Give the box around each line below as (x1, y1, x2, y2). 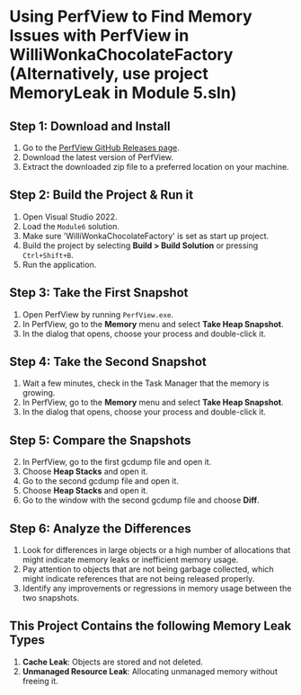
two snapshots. (22, 593, 80, 603)
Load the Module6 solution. (22, 220, 120, 231)
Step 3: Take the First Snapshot (9, 285, 189, 300)
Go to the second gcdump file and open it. (22, 476, 180, 486)
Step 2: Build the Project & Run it (9, 187, 194, 203)
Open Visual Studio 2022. (22, 211, 118, 222)
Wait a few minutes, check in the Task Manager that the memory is (22, 378, 270, 388)
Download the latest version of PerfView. (22, 152, 173, 163)
